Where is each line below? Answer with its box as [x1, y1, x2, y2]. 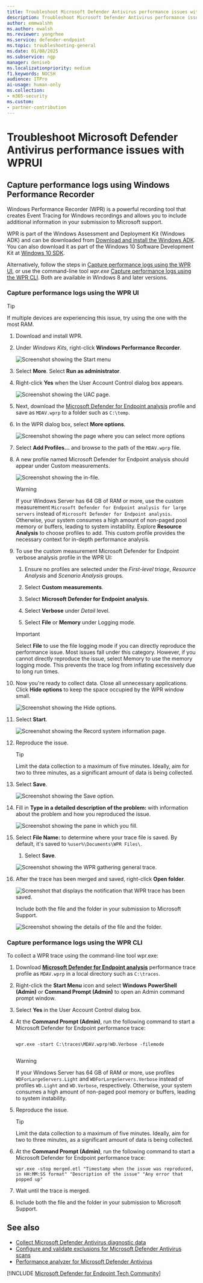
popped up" [15, 1177, 43, 1183]
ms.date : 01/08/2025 [7, 48, 59, 54]
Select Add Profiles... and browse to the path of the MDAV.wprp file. [15, 444, 181, 451]
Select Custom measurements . [24, 583, 104, 590]
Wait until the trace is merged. [15, 1187, 90, 1194]
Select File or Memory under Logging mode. [24, 618, 136, 626]
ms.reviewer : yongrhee [7, 31, 64, 37]
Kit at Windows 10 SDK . [7, 249, 65, 257]
